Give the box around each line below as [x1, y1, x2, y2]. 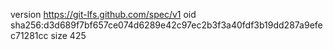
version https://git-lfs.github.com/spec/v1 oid [10, 9, 197, 20]
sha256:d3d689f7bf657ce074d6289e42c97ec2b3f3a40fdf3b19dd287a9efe [10, 19, 323, 31]
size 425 [50, 30, 87, 41]
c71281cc [10, 30, 49, 41]
